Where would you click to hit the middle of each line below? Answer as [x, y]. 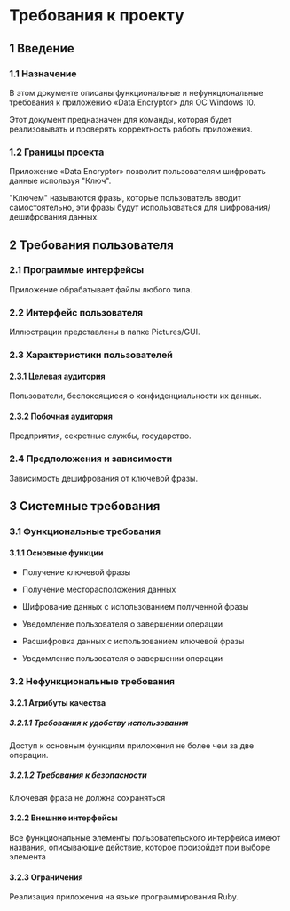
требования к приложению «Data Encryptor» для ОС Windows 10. [133, 102]
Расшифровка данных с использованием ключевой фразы [133, 642]
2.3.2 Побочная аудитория [61, 416]
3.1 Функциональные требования [85, 531]
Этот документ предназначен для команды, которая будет [121, 119]
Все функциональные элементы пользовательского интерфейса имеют [145, 837]
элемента [27, 856]
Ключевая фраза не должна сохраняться [87, 797]
